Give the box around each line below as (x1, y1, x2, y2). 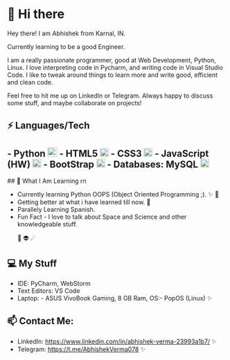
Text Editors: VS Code (17, 287, 80, 295)
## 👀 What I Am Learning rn (7, 177, 87, 186)
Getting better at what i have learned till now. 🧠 (17, 198, 151, 206)
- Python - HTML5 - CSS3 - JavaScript (7, 147, 209, 159)
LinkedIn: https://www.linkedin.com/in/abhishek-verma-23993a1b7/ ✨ (17, 337, 217, 345)
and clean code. (7, 78, 53, 86)
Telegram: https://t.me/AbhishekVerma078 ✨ (17, 345, 146, 353)
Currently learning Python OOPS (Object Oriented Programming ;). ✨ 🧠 (17, 190, 220, 199)
